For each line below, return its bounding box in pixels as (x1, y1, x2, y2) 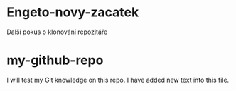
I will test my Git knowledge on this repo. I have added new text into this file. (6, 75, 230, 84)
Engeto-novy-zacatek (6, 4, 139, 20)
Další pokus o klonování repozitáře (6, 28, 108, 36)
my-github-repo (6, 52, 104, 68)
